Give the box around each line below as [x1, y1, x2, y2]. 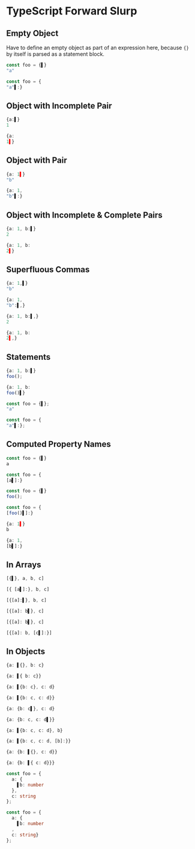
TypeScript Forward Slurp [6, 4, 137, 18]
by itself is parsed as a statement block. [6, 50, 105, 58]
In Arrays [6, 559, 41, 570]
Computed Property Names [6, 439, 111, 449]
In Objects [6, 646, 46, 656]
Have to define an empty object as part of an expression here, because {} [6, 44, 189, 51]
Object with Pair [6, 155, 67, 166]
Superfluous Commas [6, 264, 90, 275]
